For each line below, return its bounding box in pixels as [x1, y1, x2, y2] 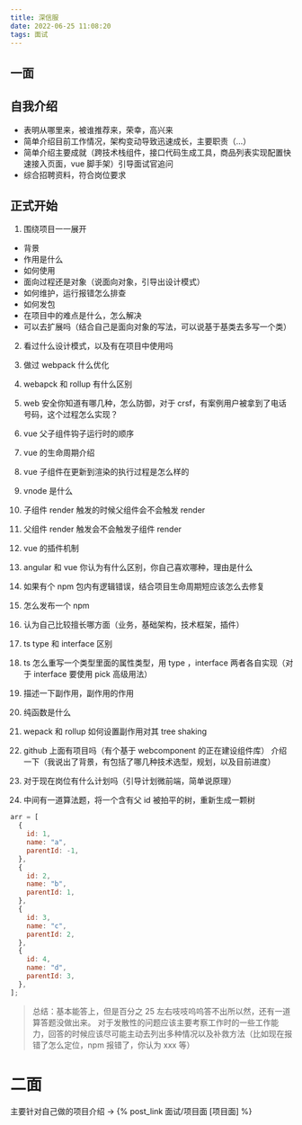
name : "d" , [26, 963, 67, 972]
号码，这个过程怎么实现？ [22, 409, 119, 420]
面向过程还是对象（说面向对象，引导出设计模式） [22, 276, 205, 288]
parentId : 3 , [26, 972, 75, 981]
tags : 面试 [10, 30, 49, 39]
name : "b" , [26, 879, 67, 888]
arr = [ [10, 813, 40, 822]
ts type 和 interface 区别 [22, 638, 113, 649]
